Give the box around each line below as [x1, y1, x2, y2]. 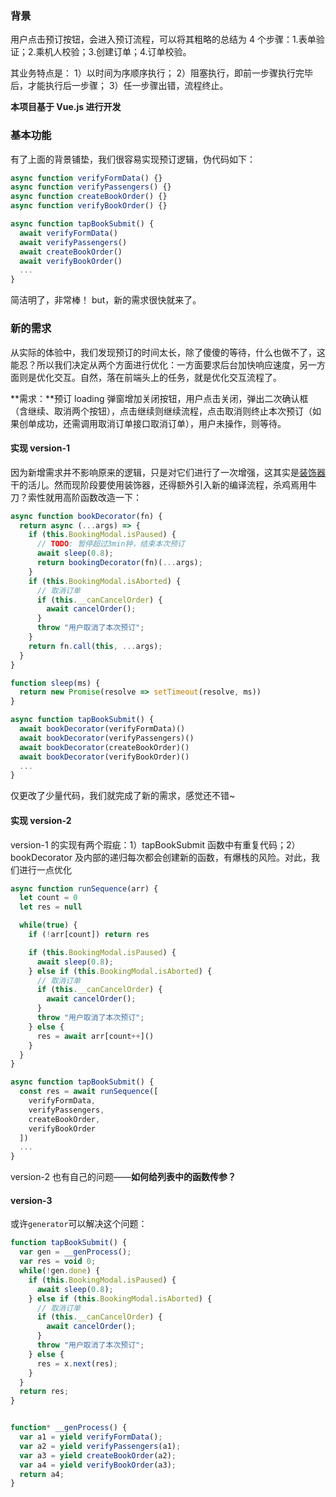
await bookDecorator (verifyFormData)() [19, 724, 186, 734]
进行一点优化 [18, 863, 72, 876]
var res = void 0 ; [19, 1257, 97, 1267]
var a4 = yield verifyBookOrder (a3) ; [19, 1460, 177, 1470]
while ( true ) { [19, 920, 78, 931]
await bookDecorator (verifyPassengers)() [19, 733, 195, 743]
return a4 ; [19, 1469, 65, 1479]
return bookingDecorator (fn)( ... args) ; [36, 558, 203, 568]
